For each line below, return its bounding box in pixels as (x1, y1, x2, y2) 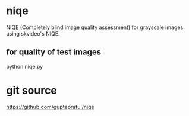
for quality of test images (6, 47, 102, 57)
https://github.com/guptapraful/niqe (6, 103, 94, 110)
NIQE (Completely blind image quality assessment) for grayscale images (6, 24, 184, 31)
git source (6, 83, 58, 97)
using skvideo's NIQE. (6, 30, 61, 37)
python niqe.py (6, 63, 43, 70)
